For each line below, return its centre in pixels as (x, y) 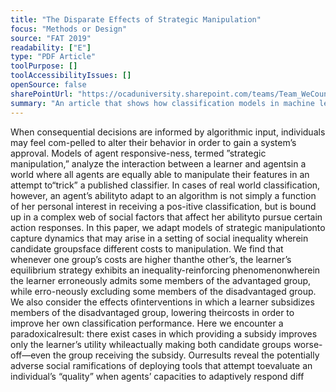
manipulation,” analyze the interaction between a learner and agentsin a (158, 163)
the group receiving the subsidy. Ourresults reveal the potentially (186, 355)
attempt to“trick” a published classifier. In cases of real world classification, (165, 185)
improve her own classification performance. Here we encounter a (147, 323)
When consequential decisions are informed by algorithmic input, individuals (168, 132)
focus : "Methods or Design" (69, 29)
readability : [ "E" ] (51, 47)
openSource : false (48, 85)
